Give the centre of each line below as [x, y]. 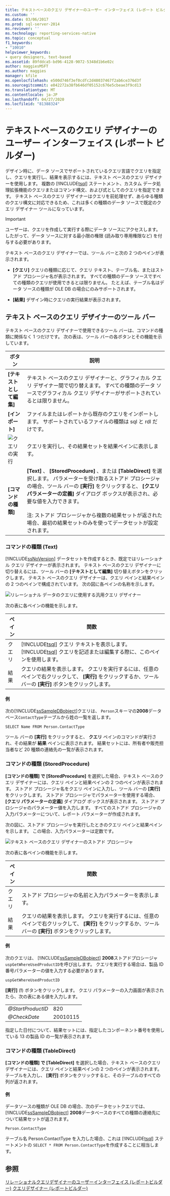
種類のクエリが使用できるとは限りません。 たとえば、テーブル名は [91, 283]
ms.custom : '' [20, 15]
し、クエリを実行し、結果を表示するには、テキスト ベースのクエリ [74, 177]
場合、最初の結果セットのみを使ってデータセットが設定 [93, 523]
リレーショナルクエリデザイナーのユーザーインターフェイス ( [68, 1182]
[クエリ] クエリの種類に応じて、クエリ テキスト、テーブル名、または [84, 270]
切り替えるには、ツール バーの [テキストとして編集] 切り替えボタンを [77, 571]
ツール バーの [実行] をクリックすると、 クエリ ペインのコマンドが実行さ [81, 737]
